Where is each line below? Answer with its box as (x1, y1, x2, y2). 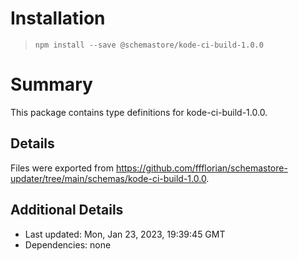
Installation (10, 7, 106, 30)
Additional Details (10, 202, 124, 219)
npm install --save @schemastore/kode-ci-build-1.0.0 (34, 40, 264, 50)
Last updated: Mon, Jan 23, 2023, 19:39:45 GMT (24, 228, 226, 240)
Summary (10, 73, 93, 96)
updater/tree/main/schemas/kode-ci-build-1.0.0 (10, 172, 207, 184)
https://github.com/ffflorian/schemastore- (115, 162, 288, 174)
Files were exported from (10, 162, 114, 174)
